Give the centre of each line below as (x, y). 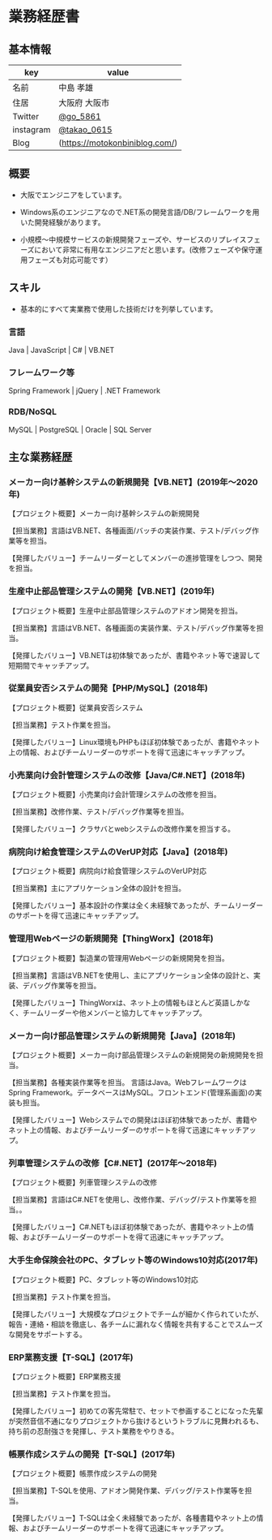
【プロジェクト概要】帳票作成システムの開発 (83, 1473)
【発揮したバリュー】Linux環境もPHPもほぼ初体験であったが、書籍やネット (134, 742)
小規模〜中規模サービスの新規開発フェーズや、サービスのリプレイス (133, 239)
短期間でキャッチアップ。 (51, 665)
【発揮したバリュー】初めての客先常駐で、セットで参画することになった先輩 (136, 1411)
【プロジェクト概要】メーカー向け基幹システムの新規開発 (104, 514)
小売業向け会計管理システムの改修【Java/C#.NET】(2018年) (127, 775)
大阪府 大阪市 (84, 103)
